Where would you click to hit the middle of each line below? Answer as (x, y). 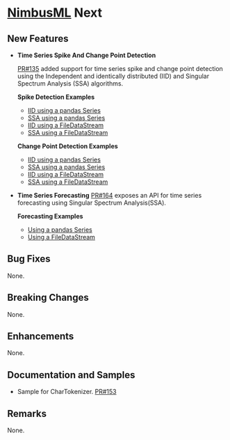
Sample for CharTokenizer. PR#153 (67, 392)
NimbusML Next (55, 13)
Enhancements (41, 337)
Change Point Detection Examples (67, 146)
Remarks (27, 413)
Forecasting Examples (50, 216)
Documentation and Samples (71, 375)
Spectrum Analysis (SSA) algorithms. (70, 84)
